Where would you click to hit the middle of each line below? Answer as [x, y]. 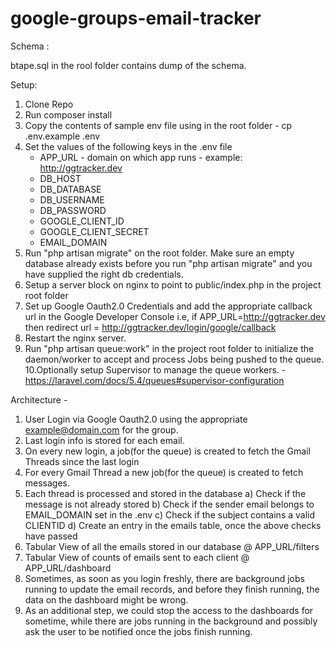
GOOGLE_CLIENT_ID [82, 221]
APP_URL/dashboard [68, 568]
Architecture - [39, 399]
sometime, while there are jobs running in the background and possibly [171, 621]
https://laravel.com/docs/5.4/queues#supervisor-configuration [154, 380]
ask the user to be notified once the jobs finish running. [138, 631]
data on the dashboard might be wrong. [106, 599]
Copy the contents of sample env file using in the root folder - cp [158, 125]
